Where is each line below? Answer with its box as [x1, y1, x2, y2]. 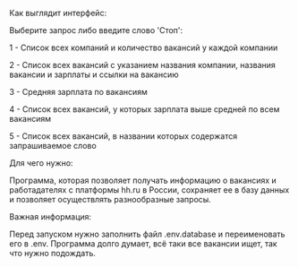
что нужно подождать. [9, 248, 96, 258]
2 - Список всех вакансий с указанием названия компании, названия [9, 60, 276, 70]
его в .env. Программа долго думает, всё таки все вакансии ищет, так [9, 238, 277, 249]
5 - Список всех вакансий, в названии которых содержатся [9, 131, 238, 142]
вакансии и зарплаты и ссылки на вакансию [9, 69, 179, 80]
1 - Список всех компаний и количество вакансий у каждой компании [9, 42, 278, 53]
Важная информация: [9, 211, 92, 222]
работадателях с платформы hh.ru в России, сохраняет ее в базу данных [9, 185, 290, 195]
